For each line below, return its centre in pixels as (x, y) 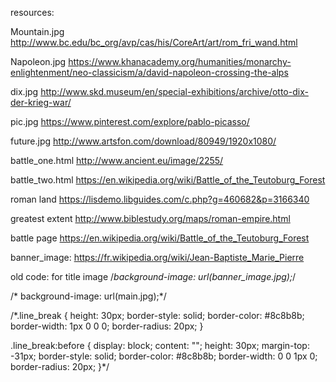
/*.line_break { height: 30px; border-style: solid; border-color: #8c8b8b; (157, 315)
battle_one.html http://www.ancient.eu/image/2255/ (117, 160)
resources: (32, 12)
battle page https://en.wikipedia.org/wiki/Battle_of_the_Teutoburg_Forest (160, 238)
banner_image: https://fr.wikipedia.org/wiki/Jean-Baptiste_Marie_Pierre (157, 257)
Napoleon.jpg (38, 61)
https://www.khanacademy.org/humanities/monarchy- (180, 61)
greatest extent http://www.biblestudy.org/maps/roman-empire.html (150, 218)
